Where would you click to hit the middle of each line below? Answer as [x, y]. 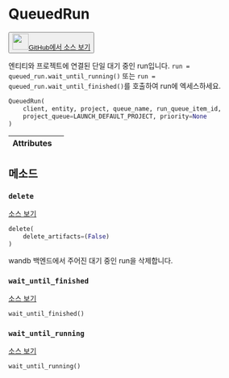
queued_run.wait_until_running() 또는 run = [82, 76]
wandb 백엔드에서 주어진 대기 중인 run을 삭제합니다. [91, 260]
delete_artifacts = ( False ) [67, 237]
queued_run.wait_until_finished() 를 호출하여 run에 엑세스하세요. [115, 86]
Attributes [32, 144]
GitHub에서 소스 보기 [60, 47]
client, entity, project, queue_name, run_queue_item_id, [122, 109]
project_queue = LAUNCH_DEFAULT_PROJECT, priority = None [115, 116]
